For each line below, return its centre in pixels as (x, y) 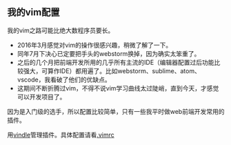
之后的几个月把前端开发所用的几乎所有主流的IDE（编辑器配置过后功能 (116, 62)
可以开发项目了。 (41, 97)
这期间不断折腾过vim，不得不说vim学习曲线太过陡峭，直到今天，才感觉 (118, 88)
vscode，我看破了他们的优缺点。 (64, 79)
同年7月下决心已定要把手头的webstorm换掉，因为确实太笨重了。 (109, 53)
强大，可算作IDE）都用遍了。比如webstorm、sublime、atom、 (112, 70)
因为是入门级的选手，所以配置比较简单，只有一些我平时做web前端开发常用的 (116, 111)
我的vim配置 (33, 12)
